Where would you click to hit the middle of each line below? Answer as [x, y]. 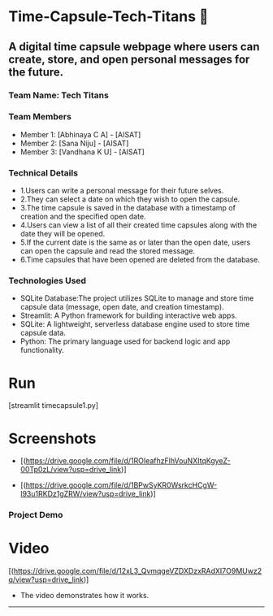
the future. [36, 72]
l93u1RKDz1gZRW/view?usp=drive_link [85, 494]
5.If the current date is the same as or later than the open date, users [135, 242]
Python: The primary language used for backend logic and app [125, 341]
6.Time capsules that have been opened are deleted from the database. [140, 260]
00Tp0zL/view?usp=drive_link [71, 470]
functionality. [42, 350]
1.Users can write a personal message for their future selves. [122, 191]
